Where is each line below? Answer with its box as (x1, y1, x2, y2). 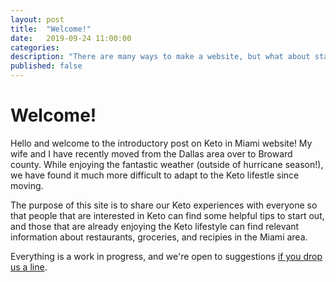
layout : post (10, 14, 65, 25)
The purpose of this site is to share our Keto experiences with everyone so (10, 199, 318, 211)
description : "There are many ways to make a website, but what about (10, 52, 311, 62)
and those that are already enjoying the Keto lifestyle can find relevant (10, 220, 300, 232)
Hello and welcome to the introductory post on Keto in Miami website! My (10, 137, 313, 149)
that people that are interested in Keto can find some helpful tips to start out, (10, 209, 325, 221)
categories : (10, 42, 60, 53)
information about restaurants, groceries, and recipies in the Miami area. (10, 231, 308, 243)
